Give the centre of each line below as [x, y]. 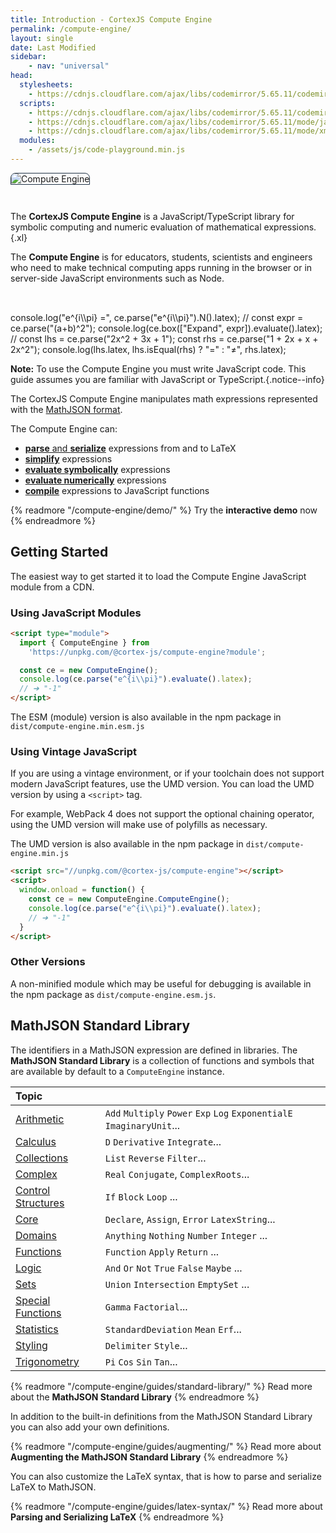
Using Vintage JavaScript [74, 752]
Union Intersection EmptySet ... [177, 1284]
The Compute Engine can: [64, 428]
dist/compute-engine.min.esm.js [77, 727]
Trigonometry [47, 1361]
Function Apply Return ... [162, 1251]
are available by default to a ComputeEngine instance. [117, 1071]
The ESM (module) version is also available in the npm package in [146, 717]
